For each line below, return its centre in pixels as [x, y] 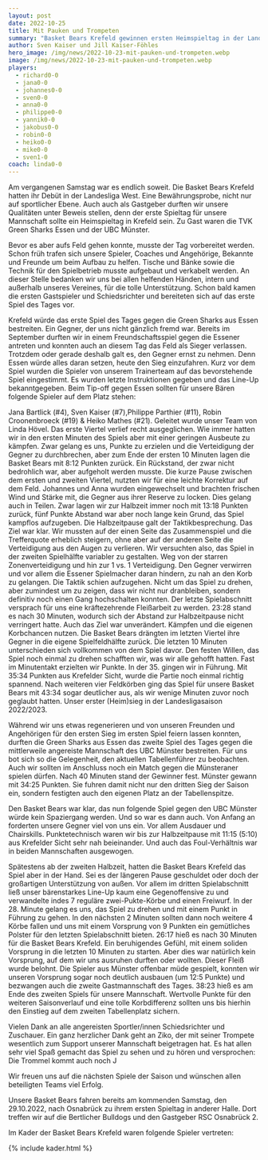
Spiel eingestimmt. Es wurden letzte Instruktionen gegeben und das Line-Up [134, 380]
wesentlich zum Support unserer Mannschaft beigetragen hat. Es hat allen [130, 1044]
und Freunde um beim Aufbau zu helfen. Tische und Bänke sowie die [122, 262]
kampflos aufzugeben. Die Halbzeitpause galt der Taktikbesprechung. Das [130, 523]
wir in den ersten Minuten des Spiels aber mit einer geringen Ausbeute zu [129, 438]
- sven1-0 [32, 157]
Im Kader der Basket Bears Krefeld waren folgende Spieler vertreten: [121, 1133]
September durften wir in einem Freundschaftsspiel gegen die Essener [124, 338]
